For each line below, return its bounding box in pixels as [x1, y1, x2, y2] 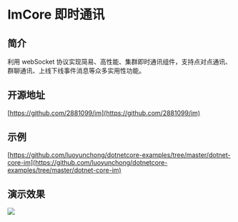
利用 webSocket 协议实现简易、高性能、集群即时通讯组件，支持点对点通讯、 [7, 58, 232, 66]
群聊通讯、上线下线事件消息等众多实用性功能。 [7, 66, 145, 75]
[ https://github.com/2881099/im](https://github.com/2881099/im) [7, 109, 201, 117]
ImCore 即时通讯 [7, 6, 105, 23]
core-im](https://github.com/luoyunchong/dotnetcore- [7, 158, 168, 166]
